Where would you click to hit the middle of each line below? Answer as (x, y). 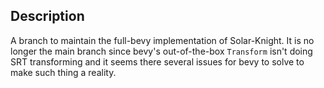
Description (47, 16)
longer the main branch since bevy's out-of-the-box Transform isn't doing (161, 51)
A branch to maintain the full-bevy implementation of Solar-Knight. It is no (162, 40)
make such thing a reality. (63, 72)
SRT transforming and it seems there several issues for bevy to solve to (157, 61)
